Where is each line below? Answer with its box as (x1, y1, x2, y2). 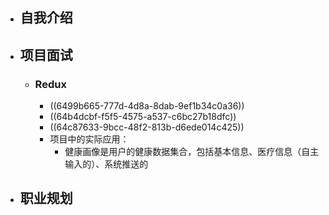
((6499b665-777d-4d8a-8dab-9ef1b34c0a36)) (49, 100, 245, 112)
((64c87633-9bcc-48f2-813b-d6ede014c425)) (49, 121, 245, 133)
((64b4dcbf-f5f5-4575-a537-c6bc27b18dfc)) (49, 111, 237, 123)
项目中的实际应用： (49, 133, 130, 145)
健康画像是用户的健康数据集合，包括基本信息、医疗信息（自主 (64, 146, 320, 158)
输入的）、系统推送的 (64, 158, 149, 170)
